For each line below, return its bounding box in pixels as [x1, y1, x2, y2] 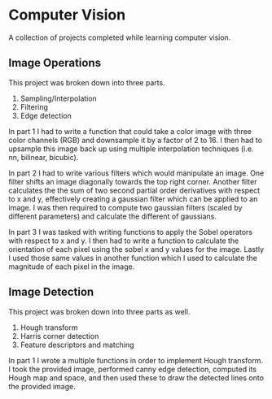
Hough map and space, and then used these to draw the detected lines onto [8, 372, 265, 383]
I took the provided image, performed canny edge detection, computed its [8, 364, 257, 374]
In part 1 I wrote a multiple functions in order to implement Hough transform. [8, 355, 263, 365]
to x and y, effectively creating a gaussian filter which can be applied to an [8, 193, 258, 204]
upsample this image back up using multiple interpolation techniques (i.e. [8, 144, 254, 154]
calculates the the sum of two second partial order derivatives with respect [8, 185, 261, 195]
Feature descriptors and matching [20, 340, 134, 349]
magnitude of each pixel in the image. [8, 262, 135, 271]
